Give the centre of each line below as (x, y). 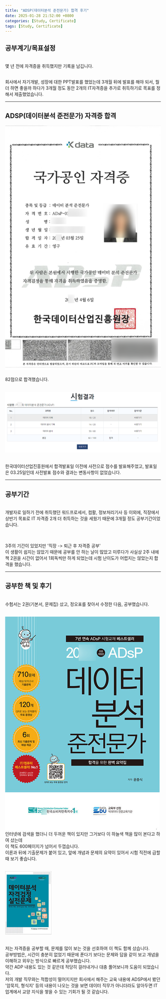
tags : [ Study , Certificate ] (34, 26)
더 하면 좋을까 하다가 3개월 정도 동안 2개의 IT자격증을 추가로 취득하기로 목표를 (80, 88)
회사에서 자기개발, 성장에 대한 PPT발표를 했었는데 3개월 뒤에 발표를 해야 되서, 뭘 (82, 82)
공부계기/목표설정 (30, 48)
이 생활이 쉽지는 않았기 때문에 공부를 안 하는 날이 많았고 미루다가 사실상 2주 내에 (82, 552)
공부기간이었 (148, 518)
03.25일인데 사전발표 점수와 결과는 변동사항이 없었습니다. (65, 473)
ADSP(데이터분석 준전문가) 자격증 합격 (61, 116)
